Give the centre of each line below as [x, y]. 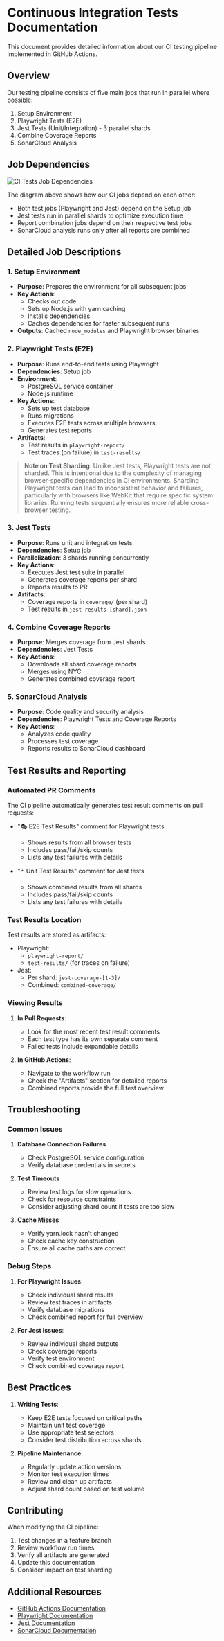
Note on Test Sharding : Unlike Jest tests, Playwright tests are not [118, 465]
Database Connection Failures [62, 1144]
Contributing [35, 1510]
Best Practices [39, 1388]
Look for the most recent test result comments [94, 1031]
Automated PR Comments [52, 790]
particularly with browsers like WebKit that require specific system [119, 495]
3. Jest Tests [29, 528]
